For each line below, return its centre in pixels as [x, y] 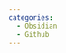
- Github [33, 34]
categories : [31, 18]
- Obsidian [37, 26]
